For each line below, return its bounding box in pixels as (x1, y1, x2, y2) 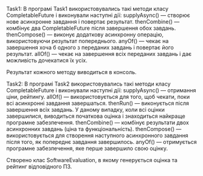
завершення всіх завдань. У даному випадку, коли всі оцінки (6, 106, 165, 113)
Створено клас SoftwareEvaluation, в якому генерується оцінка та (6, 157, 177, 163)
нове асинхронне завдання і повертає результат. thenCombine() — (6, 18, 180, 25)
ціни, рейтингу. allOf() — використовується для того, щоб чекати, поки (6, 93, 190, 100)
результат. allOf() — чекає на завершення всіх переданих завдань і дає (6, 50, 192, 57)
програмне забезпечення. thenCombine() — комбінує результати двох (6, 119, 190, 126)
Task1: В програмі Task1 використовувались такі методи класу (6, 5, 169, 12)
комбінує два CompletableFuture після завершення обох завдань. (6, 24, 176, 32)
